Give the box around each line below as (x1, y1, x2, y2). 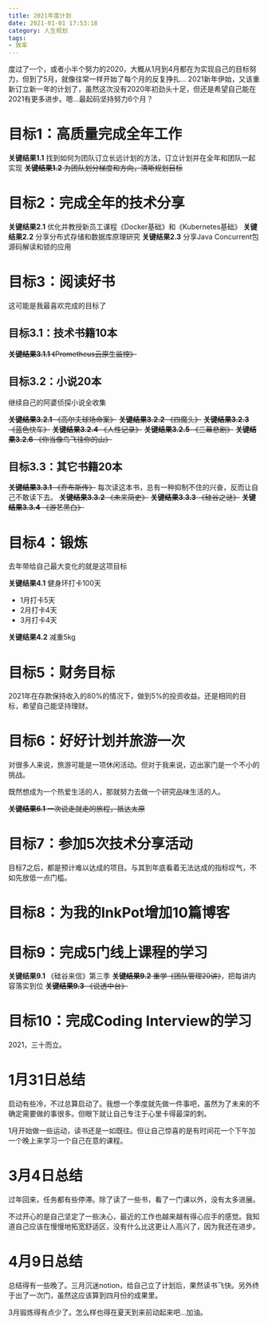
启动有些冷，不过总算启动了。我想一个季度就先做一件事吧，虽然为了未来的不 (8, 1099, 260, 1108)
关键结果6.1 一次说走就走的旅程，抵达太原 (8, 804, 146, 814)
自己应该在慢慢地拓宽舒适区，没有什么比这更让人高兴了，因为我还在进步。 (14, 1222, 260, 1231)
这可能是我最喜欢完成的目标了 (8, 300, 106, 310)
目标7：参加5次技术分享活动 (8, 835, 193, 853)
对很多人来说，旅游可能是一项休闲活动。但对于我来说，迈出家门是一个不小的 (8, 760, 260, 770)
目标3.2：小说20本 (8, 375, 102, 388)
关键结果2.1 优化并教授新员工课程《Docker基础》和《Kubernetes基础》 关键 (8, 222, 258, 232)
